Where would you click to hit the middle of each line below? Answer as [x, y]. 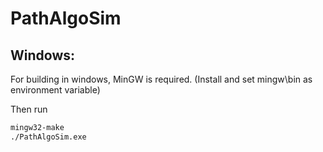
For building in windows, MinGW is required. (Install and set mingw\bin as [161, 79]
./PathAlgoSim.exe [48, 137]
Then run [29, 109]
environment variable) [55, 90]
